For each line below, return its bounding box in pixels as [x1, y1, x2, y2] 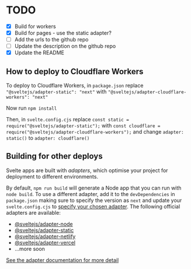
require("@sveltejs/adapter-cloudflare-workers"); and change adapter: [6, 128, 184, 135]
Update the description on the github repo [14, 43, 116, 50]
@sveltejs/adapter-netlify [14, 233, 76, 240]
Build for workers [14, 23, 57, 30]
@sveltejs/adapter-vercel [14, 239, 76, 246]
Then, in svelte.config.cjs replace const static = [6, 116, 130, 123]
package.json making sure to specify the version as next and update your [6, 197, 182, 204]
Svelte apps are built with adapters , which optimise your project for [6, 167, 168, 174]
